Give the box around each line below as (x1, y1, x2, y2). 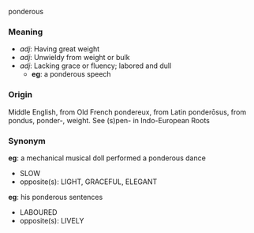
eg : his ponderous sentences (8, 192, 103, 201)
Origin (8, 89, 33, 100)
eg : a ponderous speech (31, 70, 112, 79)
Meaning (8, 26, 43, 37)
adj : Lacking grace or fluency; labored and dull (19, 61, 172, 70)
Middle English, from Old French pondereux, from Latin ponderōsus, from (8, 107, 247, 117)
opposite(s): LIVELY (19, 216, 84, 225)
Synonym (8, 135, 46, 146)
